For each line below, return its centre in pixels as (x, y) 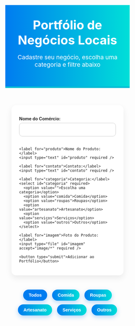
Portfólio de (67, 25)
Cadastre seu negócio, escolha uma (67, 57)
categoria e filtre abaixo (67, 65)
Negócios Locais (67, 40)
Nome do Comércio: (40, 119)
